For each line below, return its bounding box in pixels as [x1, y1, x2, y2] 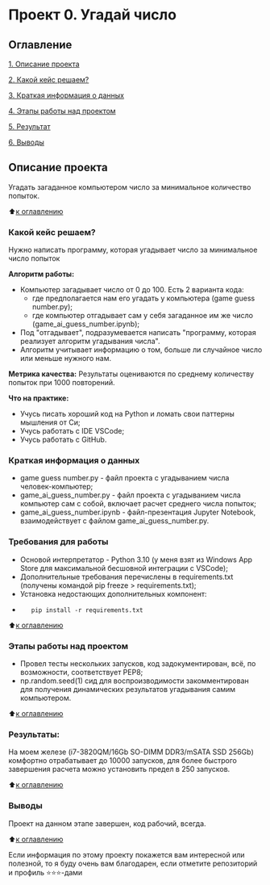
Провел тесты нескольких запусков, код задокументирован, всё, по [19, 659, 256, 668]
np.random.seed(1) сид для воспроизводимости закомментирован [19, 676, 249, 686]
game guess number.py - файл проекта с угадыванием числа [19, 473, 230, 483]
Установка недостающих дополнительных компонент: [19, 589, 207, 598]
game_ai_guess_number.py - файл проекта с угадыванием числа [19, 490, 242, 500]
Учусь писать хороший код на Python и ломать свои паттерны [19, 409, 235, 419]
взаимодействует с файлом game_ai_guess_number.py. [19, 516, 210, 526]
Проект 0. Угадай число [8, 6, 177, 24]
